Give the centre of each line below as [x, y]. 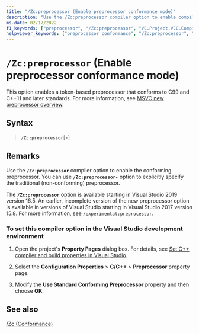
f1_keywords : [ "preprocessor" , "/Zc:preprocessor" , [71, 28]
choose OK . [29, 290]
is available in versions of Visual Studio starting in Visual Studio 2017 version [99, 207]
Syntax [20, 123]
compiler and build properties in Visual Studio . [71, 255]
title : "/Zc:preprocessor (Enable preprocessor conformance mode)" [91, 12]
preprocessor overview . [35, 105]
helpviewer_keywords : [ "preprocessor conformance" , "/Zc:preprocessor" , [98, 34]
